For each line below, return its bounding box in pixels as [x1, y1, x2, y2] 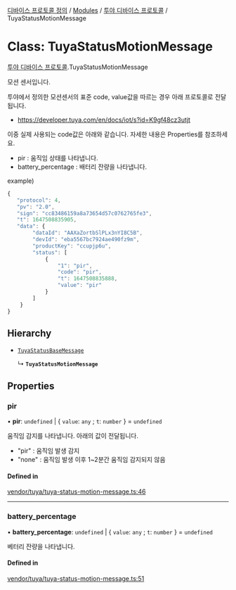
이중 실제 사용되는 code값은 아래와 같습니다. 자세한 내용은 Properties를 [7, 129, 204, 139]
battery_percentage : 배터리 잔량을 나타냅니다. [17, 162, 147, 171]
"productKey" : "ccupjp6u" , [32, 242, 112, 250]
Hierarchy [7, 327, 52, 339]
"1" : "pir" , [57, 262, 93, 269]
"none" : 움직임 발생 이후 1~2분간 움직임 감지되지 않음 [17, 456, 166, 464]
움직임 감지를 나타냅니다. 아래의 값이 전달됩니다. [7, 432, 139, 440]
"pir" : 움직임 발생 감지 [17, 447, 80, 455]
